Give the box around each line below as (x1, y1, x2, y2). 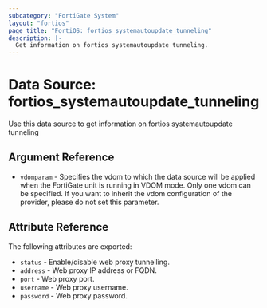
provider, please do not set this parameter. (19, 197, 159, 207)
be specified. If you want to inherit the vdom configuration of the (19, 188, 233, 198)
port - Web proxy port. (19, 274, 95, 283)
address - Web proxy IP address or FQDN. (19, 265, 157, 275)
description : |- (8, 34, 62, 42)
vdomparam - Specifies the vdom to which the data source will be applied (19, 172, 256, 181)
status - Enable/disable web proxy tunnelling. (19, 257, 170, 267)
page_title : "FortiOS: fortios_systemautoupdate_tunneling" (8, 26, 213, 34)
